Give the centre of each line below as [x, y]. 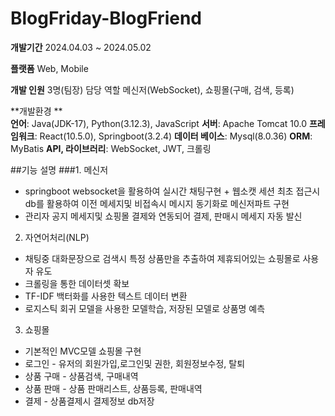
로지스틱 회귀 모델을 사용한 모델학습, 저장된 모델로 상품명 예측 [145, 308]
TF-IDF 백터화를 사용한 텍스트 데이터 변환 [106, 296]
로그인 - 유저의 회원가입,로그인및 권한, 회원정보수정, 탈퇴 [135, 363]
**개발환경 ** [36, 111]
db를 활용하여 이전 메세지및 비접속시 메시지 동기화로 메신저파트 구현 [157, 203]
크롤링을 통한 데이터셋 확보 [77, 283]
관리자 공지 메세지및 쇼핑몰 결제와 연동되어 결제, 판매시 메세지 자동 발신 [163, 216]
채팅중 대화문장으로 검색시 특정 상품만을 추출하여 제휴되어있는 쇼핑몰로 [162, 258]
